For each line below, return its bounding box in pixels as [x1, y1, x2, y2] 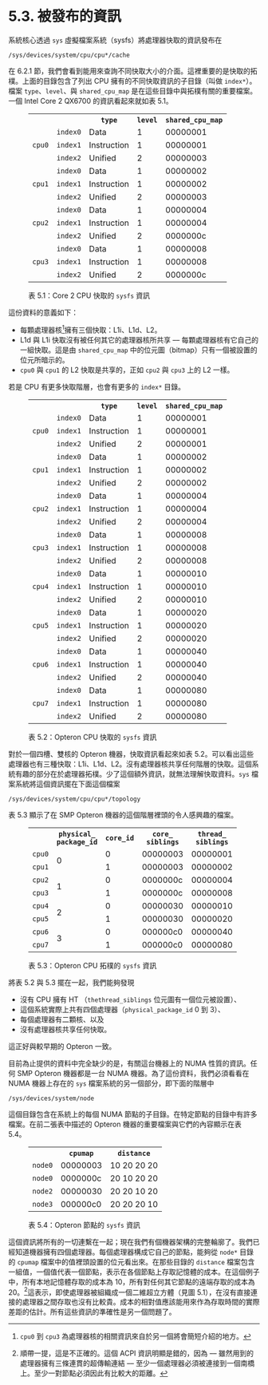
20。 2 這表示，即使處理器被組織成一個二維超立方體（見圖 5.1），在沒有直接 [8, 1286, 251, 1297]
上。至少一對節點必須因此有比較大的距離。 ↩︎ [19, 1368, 168, 1378]
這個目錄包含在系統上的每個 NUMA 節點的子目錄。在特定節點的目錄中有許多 [8, 1109, 258, 1118]
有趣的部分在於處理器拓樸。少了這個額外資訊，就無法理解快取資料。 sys [14, 769, 250, 778]
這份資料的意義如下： [8, 307, 78, 317]
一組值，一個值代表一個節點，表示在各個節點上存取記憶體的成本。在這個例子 [8, 1267, 260, 1276]
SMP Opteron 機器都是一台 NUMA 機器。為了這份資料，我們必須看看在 [17, 1068, 250, 1078]
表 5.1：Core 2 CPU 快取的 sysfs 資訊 [28, 291, 150, 300]
